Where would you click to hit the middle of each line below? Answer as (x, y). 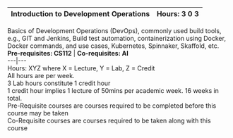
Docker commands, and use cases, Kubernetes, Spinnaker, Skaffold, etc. (113, 46)
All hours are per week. (41, 76)
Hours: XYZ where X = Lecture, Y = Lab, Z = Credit (81, 68)
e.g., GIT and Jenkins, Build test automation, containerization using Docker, (116, 38)
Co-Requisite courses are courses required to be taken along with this (109, 120)
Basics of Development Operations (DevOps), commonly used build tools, (114, 31)
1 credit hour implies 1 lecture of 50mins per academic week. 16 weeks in (113, 90)
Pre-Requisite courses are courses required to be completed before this (112, 106)
